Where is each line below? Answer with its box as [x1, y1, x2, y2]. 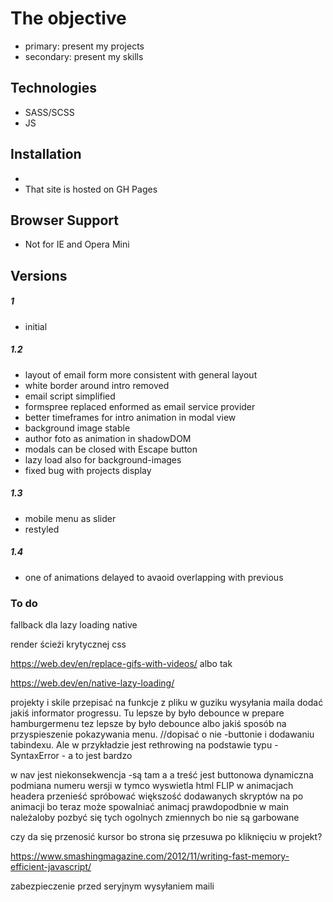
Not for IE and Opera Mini [24, 238, 130, 251]
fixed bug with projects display [24, 464, 152, 476]
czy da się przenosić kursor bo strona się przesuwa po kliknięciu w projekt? [10, 830, 323, 842]
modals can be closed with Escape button [24, 443, 198, 455]
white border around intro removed [24, 379, 170, 391]
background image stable [24, 422, 131, 434]
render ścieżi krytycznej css [10, 638, 127, 650]
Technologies [10, 80, 98, 97]
